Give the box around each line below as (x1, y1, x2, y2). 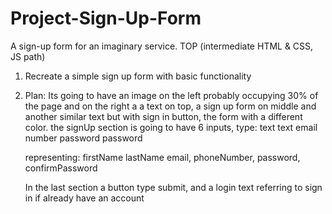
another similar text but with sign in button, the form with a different (24, 110, 303, 122)
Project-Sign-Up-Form (10, 7, 202, 30)
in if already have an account (24, 192, 145, 204)
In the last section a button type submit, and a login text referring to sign (24, 181, 323, 193)
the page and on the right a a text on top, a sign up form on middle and (24, 100, 317, 112)
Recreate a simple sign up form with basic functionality (24, 70, 252, 82)
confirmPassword (24, 162, 98, 174)
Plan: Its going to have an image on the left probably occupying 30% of (24, 89, 319, 101)
